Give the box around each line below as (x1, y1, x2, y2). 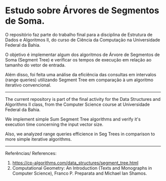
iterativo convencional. (5, 82, 51, 88)
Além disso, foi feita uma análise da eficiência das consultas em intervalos (5, 71, 157, 77)
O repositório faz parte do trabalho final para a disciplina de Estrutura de (5, 31, 153, 37)
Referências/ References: (5, 150, 57, 156)
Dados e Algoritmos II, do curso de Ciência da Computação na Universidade (5, 37, 161, 43)
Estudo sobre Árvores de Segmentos (5, 5, 160, 16)
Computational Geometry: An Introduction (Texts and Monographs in (12, 165, 152, 171)
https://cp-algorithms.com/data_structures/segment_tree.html (12, 160, 139, 166)
